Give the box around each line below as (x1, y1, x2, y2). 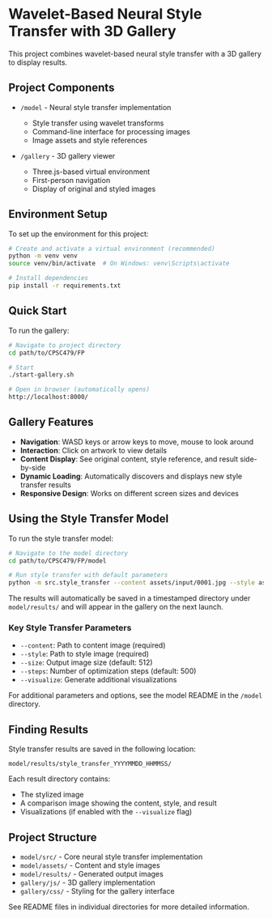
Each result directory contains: (8, 774, 111, 784)
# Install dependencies (8, 274, 89, 283)
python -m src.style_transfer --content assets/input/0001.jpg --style (8, 579, 255, 587)
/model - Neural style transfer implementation (19, 102, 172, 112)
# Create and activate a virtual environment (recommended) (8, 244, 216, 253)
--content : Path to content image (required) (19, 640, 166, 650)
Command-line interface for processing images (32, 126, 190, 136)
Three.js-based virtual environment (32, 167, 151, 176)
